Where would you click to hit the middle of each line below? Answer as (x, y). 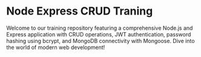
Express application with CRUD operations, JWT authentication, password (99, 34)
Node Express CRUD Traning (80, 11)
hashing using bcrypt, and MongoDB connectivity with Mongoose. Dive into (100, 41)
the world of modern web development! (56, 47)
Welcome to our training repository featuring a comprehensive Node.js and (100, 28)
